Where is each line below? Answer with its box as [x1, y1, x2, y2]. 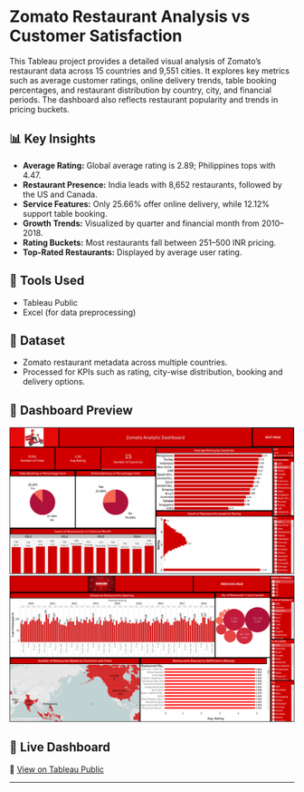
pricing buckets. [9, 103, 70, 114]
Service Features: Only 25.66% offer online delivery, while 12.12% [22, 198, 270, 210]
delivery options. [22, 376, 86, 387]
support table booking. [22, 208, 108, 219]
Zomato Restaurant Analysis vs [9, 6, 251, 27]
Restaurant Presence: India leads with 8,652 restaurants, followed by [22, 179, 282, 190]
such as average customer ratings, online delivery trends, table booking [9, 74, 277, 85]
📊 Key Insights [9, 132, 97, 147]
